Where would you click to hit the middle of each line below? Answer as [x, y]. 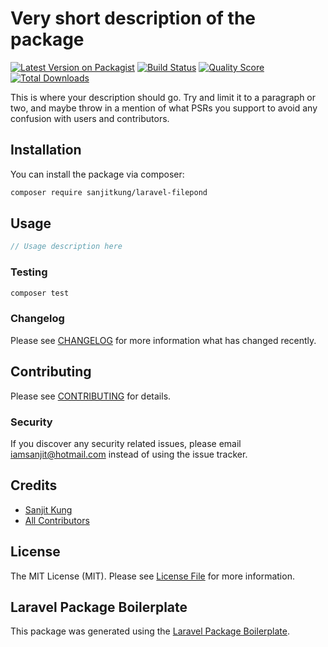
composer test [40, 293]
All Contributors [57, 520]
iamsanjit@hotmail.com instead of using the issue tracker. [129, 454]
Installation [46, 150]
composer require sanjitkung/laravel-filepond [109, 192]
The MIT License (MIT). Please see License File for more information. [152, 576]
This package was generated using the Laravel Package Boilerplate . [150, 631]
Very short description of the [133, 18]
